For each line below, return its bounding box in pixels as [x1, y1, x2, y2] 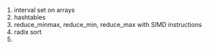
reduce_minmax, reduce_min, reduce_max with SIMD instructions [13, 21, 202, 28]
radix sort [13, 28, 42, 36]
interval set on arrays [13, 6, 75, 14]
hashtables [13, 13, 46, 21]
